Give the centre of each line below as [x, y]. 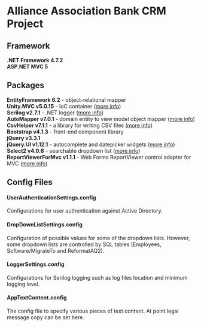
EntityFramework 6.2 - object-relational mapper [66, 99]
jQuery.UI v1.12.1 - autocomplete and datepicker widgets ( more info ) [91, 144]
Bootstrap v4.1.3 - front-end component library [66, 131]
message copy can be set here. [45, 317]
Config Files [30, 182]
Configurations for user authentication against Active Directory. [85, 211]
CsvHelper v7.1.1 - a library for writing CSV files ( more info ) [80, 125]
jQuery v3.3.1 [24, 138]
